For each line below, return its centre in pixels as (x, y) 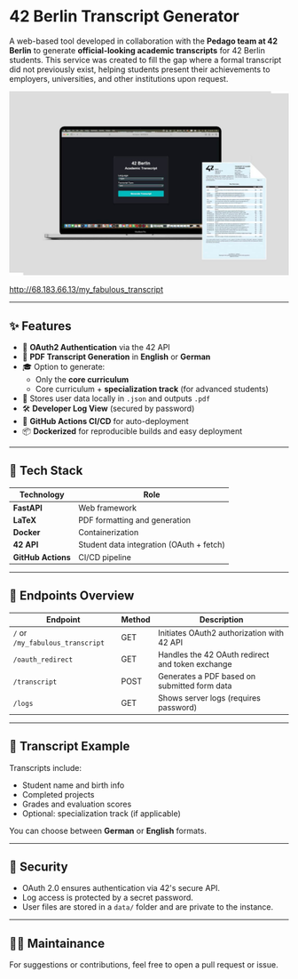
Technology (42, 494)
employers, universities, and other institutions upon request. (119, 78)
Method (136, 620)
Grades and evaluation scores (77, 804)
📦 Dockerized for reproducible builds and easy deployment (132, 431)
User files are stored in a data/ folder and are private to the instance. (147, 907)
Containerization (109, 533)
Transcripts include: (46, 767)
